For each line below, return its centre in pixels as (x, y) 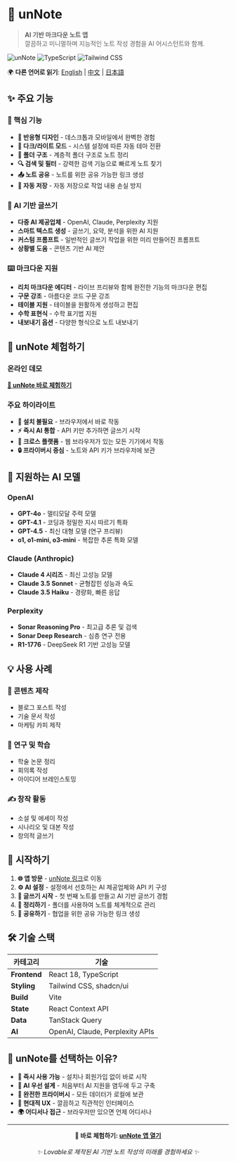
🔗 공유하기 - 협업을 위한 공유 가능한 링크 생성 (79, 913)
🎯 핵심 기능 (25, 120)
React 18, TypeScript (84, 975)
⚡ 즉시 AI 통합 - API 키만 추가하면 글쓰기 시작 (79, 430)
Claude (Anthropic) (41, 558)
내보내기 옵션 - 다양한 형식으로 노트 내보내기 (78, 322)
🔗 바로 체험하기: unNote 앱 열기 (118, 1136)
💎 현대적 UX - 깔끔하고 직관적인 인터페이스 (76, 1103)
